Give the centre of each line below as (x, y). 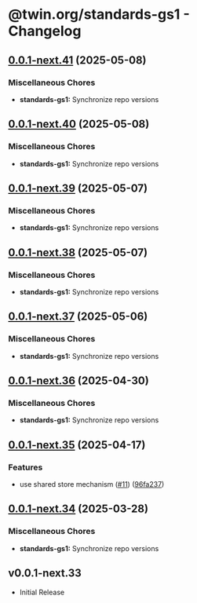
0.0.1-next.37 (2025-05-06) (78, 317)
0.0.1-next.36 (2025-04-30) (78, 381)
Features (26, 467)
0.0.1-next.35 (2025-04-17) (77, 445)
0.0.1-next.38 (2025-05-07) (78, 252)
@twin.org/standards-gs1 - (99, 15)
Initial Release (42, 592)
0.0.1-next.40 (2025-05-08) (79, 124)
